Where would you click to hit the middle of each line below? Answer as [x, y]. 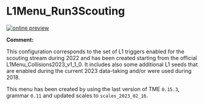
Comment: [20, 39]
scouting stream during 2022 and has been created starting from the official [102, 58]
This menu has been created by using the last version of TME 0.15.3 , [93, 89]
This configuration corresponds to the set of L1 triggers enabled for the [95, 51]
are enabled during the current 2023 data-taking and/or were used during [99, 70]
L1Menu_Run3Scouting [66, 11]
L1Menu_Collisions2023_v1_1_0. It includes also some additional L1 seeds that [102, 64]
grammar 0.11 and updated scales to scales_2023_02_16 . [77, 95]
